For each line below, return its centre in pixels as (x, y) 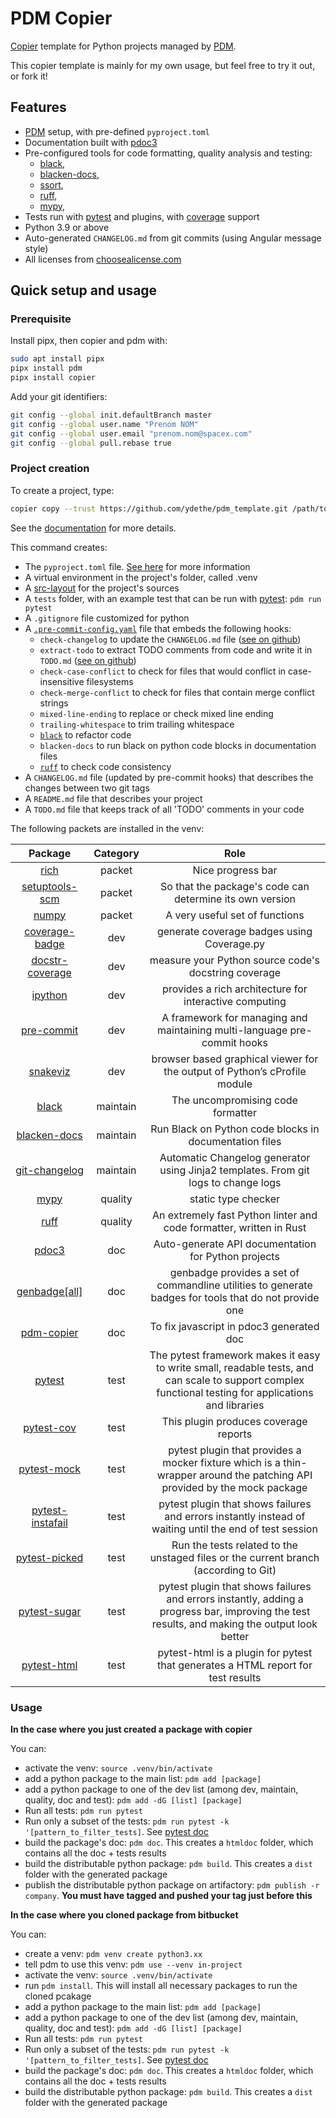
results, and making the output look (234, 1624)
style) (36, 248)
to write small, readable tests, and (235, 1367)
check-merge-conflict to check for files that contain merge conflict (177, 692)
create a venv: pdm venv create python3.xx (113, 1954)
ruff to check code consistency (105, 766)
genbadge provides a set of (234, 1272)
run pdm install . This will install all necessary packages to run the (161, 1986)
